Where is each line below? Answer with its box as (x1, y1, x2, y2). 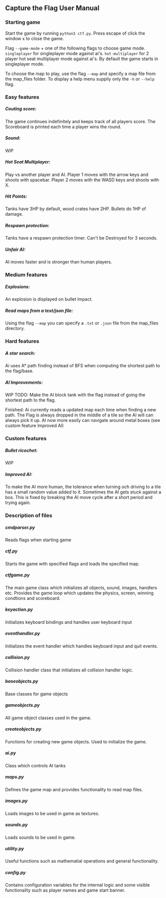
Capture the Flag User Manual (5, 4, 99, 12)
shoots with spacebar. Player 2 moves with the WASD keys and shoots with (5, 176, 160, 183)
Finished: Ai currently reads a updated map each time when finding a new (5, 407, 157, 413)
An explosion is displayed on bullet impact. (5, 296, 93, 302)
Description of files (5, 512, 53, 519)
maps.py (5, 774, 24, 780)
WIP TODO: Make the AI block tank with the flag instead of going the (5, 392, 146, 398)
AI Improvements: (5, 379, 43, 385)
